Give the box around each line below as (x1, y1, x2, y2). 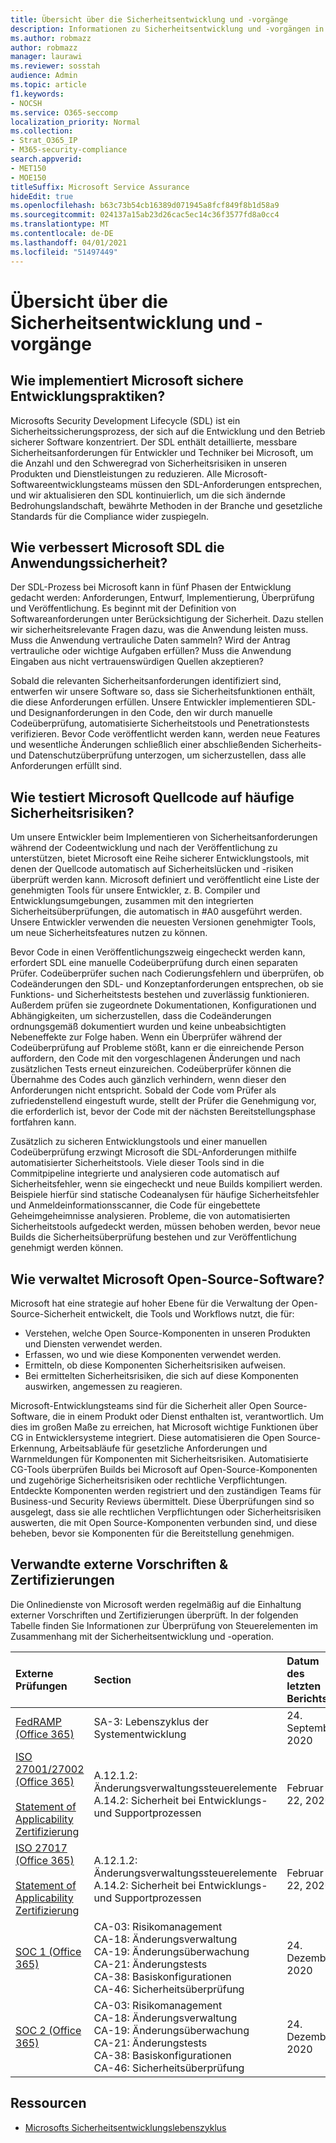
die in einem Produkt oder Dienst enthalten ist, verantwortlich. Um (52, 1410, 325, 1422)
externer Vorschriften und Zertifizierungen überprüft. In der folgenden (10, 1609, 299, 1621)
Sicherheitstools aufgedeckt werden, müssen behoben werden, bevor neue (10, 1221, 321, 1233)
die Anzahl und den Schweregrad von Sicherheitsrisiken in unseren (10, 457, 287, 469)
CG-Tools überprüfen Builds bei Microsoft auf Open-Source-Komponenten (10, 1463, 318, 1475)
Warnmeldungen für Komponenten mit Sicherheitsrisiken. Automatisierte (10, 1452, 309, 1465)
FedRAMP (15, 1714, 62, 1728)
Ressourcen (10, 2095, 87, 2112)
